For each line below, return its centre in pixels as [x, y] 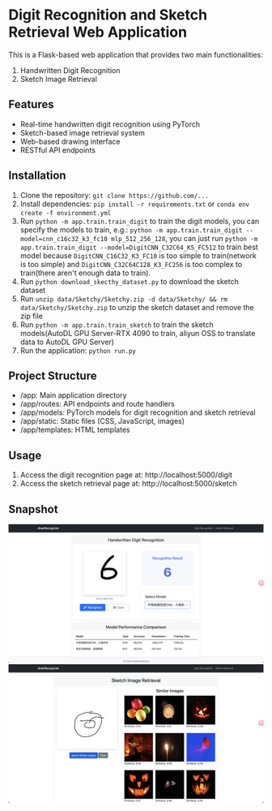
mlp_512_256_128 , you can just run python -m [184, 238]
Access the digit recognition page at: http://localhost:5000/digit [126, 475]
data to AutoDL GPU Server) [67, 342]
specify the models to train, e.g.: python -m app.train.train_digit [131, 230]
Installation [37, 176]
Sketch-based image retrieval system [83, 132]
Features [31, 104]
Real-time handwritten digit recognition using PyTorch [110, 124]
